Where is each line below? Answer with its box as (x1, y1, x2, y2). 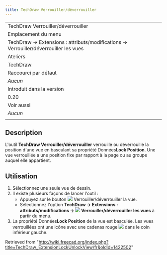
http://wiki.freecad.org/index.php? (38, 239, 109, 245)
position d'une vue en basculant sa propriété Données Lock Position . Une (5, 147, 156, 153)
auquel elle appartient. (5, 157, 51, 163)
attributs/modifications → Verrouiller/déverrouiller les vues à (19, 208, 155, 214)
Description (5, 128, 42, 137)
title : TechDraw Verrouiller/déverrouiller (5, 7, 97, 12)
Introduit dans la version (7, 85, 64, 92)
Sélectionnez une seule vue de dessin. (12, 185, 92, 191)
